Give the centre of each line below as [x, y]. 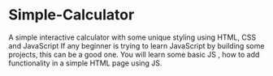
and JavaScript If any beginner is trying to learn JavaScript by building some [136, 45]
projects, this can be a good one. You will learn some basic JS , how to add [134, 54]
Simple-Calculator [71, 15]
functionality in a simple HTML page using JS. [85, 63]
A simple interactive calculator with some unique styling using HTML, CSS [132, 37]
